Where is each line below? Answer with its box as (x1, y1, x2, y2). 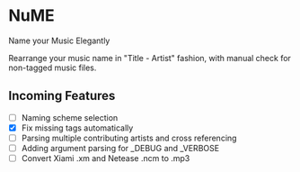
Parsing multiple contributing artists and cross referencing (21, 132, 237, 143)
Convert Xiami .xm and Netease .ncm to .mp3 (21, 153, 190, 163)
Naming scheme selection (21, 112, 119, 122)
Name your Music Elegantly (8, 35, 110, 46)
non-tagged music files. (8, 62, 97, 73)
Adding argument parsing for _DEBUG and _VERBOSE (21, 142, 220, 153)
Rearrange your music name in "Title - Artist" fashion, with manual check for (8, 52, 291, 63)
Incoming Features (8, 88, 116, 104)
